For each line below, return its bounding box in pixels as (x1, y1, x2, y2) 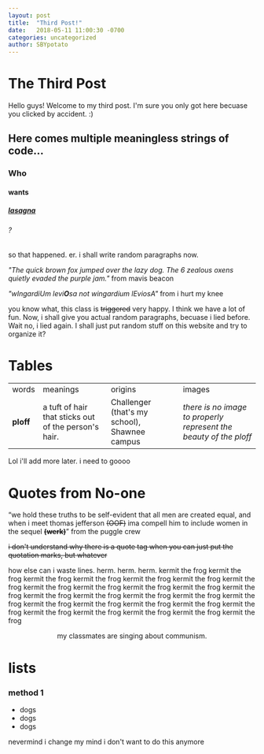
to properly (182, 411, 224, 422)
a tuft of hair (42, 402, 88, 413)
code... (8, 144, 45, 158)
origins (110, 384, 137, 395)
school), (110, 417, 141, 428)
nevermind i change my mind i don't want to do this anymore (8, 737, 204, 746)
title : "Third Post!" (8, 19, 82, 27)
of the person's (42, 422, 100, 433)
